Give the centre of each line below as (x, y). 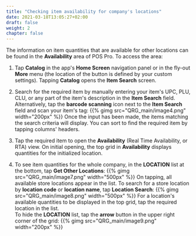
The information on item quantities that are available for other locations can (97, 50)
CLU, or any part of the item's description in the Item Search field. (95, 98)
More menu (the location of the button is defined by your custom (93, 74)
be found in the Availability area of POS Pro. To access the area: (84, 56)
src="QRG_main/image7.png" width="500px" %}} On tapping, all (93, 177)
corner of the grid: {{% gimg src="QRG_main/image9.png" (86, 221)
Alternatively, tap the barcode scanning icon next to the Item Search (98, 104)
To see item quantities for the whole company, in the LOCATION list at (99, 165)
